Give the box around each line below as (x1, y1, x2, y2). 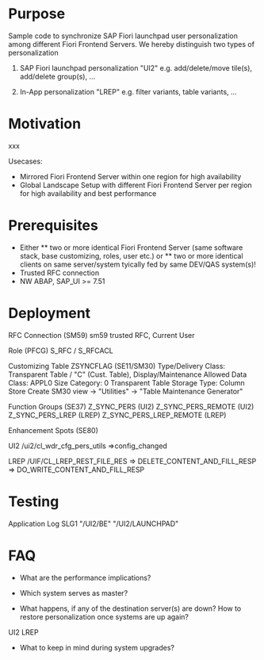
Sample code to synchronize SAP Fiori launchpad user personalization (8, 31, 238, 40)
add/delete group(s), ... (19, 71, 96, 81)
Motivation (8, 115, 82, 133)
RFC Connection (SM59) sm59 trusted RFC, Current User (8, 330, 196, 340)
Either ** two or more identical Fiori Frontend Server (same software (19, 243, 243, 252)
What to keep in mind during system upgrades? (19, 643, 175, 652)
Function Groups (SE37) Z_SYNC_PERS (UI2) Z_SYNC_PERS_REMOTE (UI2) (8, 401, 254, 411)
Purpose (8, 5, 66, 23)
